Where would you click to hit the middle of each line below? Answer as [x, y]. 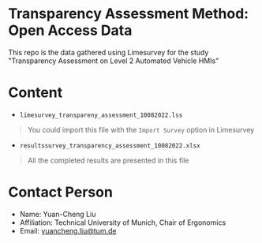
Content [36, 93]
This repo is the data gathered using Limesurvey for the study [109, 52]
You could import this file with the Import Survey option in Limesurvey [141, 129]
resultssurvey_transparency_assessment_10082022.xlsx [110, 146]
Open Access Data [70, 30]
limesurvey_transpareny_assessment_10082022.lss [101, 115]
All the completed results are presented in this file [108, 160]
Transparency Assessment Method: [129, 14]
